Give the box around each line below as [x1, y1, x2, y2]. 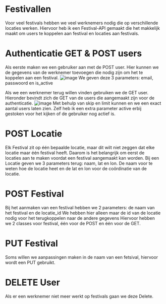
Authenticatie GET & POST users [5, 48, 142, 59]
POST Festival [5, 188, 64, 199]
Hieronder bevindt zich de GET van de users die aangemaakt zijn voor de [5, 95, 155, 101]
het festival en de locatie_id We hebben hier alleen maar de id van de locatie [5, 210, 161, 216]
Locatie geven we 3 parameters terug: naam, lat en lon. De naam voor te [5, 160, 153, 166]
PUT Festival [5, 238, 58, 249]
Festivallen [5, 3, 51, 15]
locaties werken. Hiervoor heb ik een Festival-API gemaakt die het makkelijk [5, 25, 160, 31]
